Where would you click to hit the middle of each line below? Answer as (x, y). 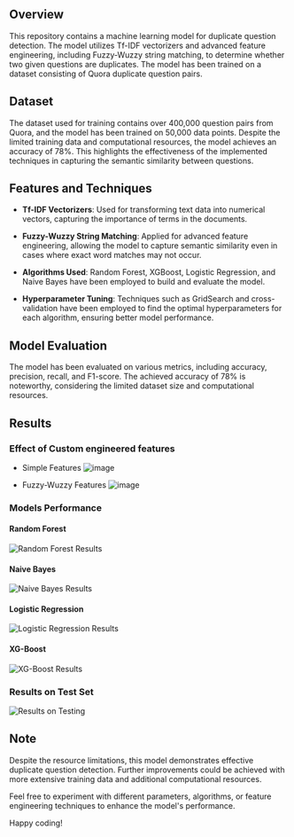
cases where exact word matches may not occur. (112, 255)
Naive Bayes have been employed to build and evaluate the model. (143, 282)
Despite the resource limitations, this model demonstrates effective (132, 760)
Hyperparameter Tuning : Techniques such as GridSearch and (135, 299)
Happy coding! (36, 823)
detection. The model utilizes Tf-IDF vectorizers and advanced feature (137, 45)
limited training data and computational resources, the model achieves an (143, 142)
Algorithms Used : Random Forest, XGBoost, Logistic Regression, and (149, 272)
